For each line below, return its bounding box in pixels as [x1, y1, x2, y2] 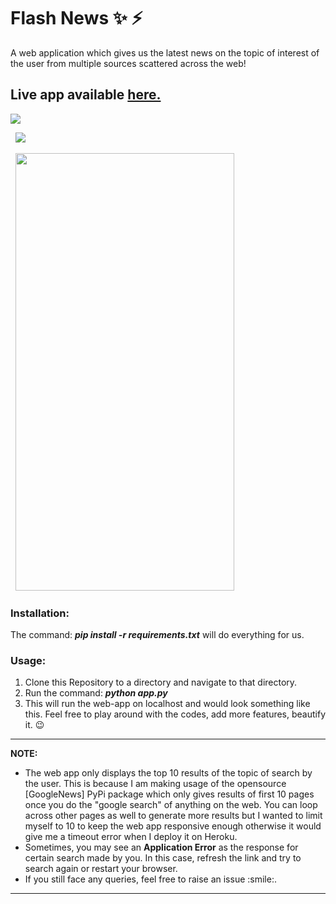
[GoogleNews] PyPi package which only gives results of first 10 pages [24, 788, 315, 800]
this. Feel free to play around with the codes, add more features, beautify [24, 708, 327, 720]
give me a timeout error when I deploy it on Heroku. [24, 831, 238, 843]
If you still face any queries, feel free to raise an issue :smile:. [24, 873, 277, 885]
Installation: [10, 606, 70, 620]
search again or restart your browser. [24, 863, 178, 875]
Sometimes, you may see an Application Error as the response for [24, 841, 299, 854]
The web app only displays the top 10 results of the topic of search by [24, 767, 313, 779]
